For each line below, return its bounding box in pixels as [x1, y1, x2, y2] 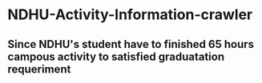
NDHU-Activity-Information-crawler [7, 6, 253, 24]
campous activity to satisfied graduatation [7, 49, 225, 63]
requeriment [7, 62, 71, 76]
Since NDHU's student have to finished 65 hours [7, 38, 254, 51]
